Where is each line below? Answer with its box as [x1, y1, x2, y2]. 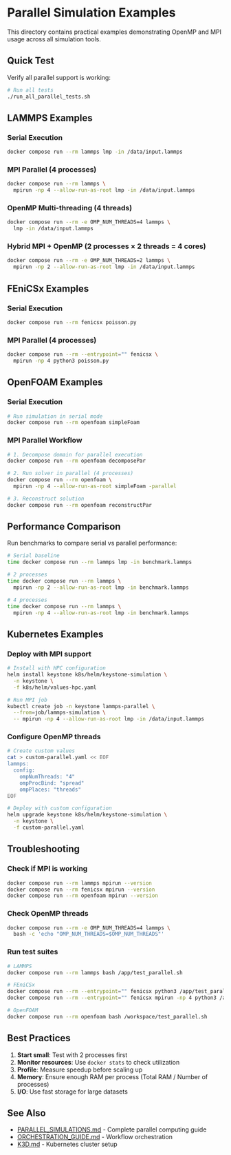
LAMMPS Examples [7, 112, 93, 123]
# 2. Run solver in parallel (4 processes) [7, 470, 134, 477]
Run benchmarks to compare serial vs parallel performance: [7, 539, 177, 548]
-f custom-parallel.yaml [13, 824, 85, 832]
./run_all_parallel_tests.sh [7, 93, 91, 100]
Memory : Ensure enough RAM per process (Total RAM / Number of [16, 1072, 208, 1081]
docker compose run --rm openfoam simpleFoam [7, 419, 140, 426]
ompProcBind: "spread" [19, 779, 85, 787]
